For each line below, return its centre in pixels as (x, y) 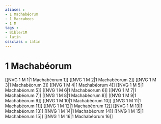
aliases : (15, 10)
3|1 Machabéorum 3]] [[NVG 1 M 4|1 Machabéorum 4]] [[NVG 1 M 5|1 (74, 85)
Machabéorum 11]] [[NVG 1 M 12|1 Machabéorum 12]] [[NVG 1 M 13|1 (74, 106)
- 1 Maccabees (20, 19)
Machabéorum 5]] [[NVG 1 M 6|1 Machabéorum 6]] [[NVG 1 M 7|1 (71, 90)
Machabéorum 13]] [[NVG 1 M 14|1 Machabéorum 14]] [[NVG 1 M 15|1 (74, 111)
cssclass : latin (23, 42)
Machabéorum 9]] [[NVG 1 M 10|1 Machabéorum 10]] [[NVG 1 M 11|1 (73, 100)
